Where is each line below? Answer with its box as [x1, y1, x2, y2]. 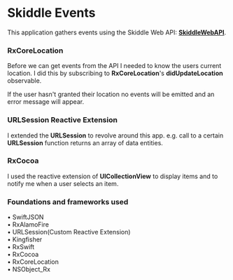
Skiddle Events [7, 5, 96, 21]
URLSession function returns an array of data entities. [7, 138, 163, 147]
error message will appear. [7, 98, 85, 106]
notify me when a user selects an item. [7, 179, 119, 187]
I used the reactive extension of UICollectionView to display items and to [7, 172, 218, 180]
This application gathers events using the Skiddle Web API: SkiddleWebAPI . [7, 28, 226, 36]
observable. [7, 76, 42, 85]
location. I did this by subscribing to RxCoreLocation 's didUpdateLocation [7, 69, 223, 78]
